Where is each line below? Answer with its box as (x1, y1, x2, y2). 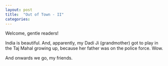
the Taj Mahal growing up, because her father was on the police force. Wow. (5, 45, 163, 51)
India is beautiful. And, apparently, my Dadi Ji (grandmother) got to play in (5, 40, 158, 46)
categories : (5, 16, 30, 21)
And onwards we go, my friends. (5, 55, 73, 61)
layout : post (5, 7, 33, 12)
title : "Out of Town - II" (5, 12, 64, 17)
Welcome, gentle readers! (5, 30, 59, 36)
